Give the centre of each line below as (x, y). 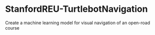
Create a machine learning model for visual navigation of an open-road (78, 23)
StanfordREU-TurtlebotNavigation (77, 9)
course (12, 28)
